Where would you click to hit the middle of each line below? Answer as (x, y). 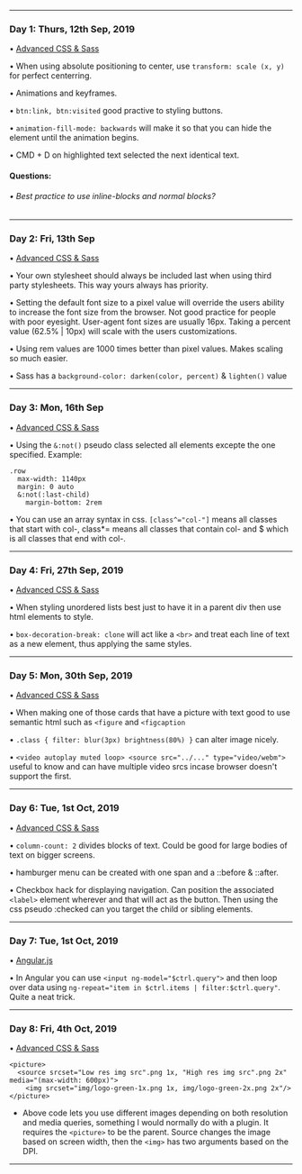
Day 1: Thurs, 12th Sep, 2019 (72, 29)
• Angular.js (31, 960)
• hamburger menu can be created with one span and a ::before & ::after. (144, 872)
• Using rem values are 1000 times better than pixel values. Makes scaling (146, 349)
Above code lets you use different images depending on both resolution (155, 1113)
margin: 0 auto (46, 487)
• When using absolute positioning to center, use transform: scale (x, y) (147, 66)
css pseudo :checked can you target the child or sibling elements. (131, 909)
